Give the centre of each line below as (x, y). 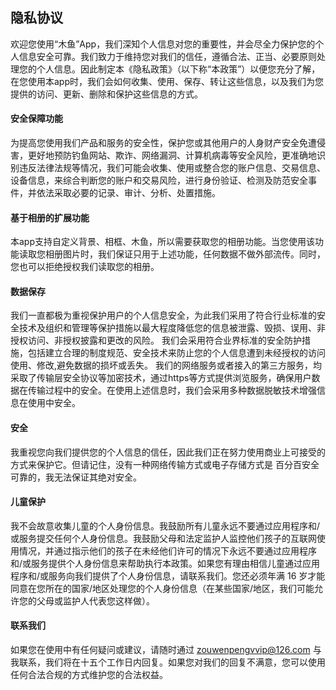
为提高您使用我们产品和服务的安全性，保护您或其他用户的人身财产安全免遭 (163, 143)
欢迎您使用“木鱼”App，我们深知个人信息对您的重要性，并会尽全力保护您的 (163, 44)
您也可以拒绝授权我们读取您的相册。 (85, 267)
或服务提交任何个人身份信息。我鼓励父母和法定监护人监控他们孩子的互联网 (163, 538)
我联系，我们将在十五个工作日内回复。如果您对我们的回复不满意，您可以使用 (168, 662)
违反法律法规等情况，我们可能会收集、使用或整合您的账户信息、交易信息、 (172, 168)
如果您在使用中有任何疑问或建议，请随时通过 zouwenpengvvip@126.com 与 (166, 650)
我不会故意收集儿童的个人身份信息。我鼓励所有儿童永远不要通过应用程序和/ (165, 525)
